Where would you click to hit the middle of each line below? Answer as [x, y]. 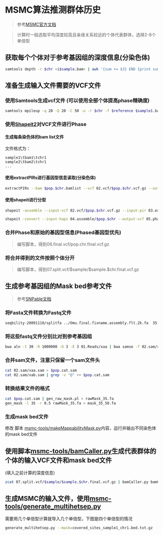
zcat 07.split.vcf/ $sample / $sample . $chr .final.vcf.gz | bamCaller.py [77, 482]
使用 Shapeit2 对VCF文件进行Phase [46, 125]
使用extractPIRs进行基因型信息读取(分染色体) [50, 178]
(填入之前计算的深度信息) [30, 473]
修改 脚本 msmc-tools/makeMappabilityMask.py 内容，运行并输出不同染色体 [81, 428]
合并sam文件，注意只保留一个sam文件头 [53, 360]
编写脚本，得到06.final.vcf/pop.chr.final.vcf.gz [63, 244]
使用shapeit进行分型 [25, 199]
